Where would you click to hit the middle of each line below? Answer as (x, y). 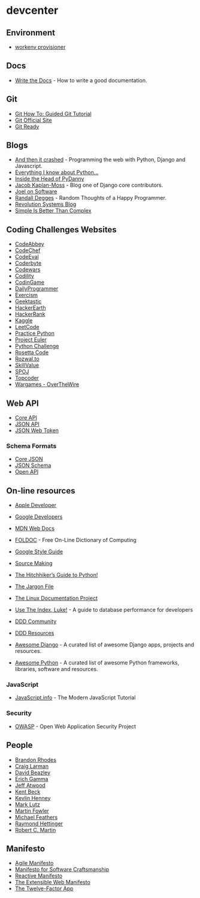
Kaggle (24, 321)
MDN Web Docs (35, 528)
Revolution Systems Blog (46, 204)
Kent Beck (28, 791)
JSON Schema (33, 465)
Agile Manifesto (34, 863)
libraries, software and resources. (56, 669)
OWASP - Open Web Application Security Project (75, 726)
